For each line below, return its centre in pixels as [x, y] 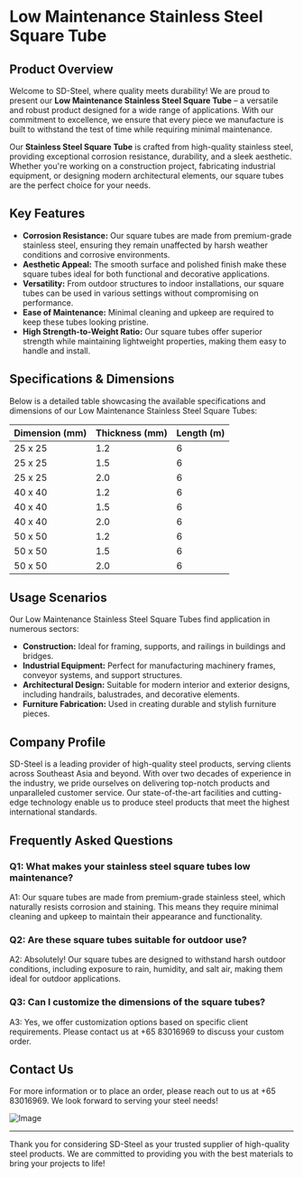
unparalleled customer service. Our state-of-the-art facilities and [130, 793]
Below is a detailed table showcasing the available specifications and [138, 401]
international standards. [53, 812]
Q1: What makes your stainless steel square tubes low [130, 866]
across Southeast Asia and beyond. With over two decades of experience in [150, 774]
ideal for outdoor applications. [65, 979]
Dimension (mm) [50, 433]
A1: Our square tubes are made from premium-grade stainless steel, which [147, 897]
